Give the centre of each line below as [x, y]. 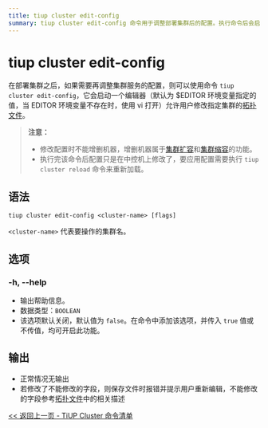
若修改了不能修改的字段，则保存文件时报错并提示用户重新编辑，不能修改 [138, 388]
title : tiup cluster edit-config [64, 16]
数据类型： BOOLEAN [50, 310]
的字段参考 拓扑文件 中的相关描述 [72, 399]
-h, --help [28, 282]
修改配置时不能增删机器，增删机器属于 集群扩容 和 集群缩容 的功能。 [148, 149]
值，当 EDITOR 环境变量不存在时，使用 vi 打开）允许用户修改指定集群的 [126, 105]
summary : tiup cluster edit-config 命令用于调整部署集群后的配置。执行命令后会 [132, 23]
